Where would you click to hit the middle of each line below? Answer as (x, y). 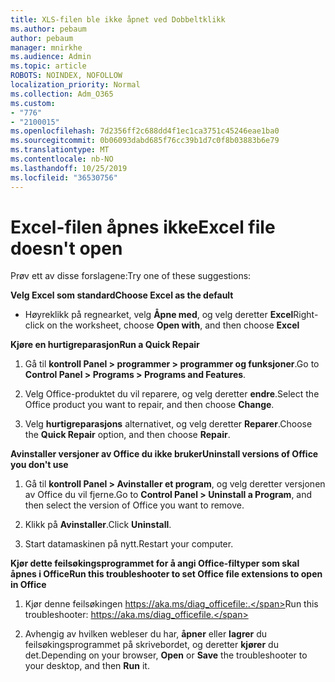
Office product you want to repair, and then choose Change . (149, 405)
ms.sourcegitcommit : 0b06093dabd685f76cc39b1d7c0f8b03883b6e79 (145, 141)
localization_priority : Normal (75, 85)
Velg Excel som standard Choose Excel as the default (122, 295)
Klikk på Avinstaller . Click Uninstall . (98, 525)
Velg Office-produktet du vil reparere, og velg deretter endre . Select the (172, 394)
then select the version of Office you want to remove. (134, 505)
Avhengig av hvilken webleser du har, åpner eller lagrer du (146, 634)
